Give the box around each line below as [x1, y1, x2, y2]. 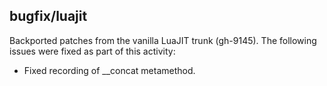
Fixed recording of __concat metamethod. [23, 64, 196, 76]
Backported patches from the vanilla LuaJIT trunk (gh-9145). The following [9, 34, 317, 46]
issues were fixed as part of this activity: [9, 45, 176, 57]
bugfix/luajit [9, 8, 88, 25]
